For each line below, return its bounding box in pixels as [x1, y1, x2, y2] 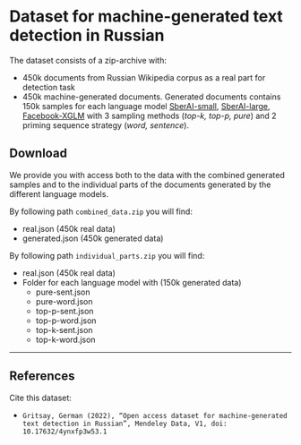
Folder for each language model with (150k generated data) [21, 277, 242, 287]
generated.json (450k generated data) [21, 233, 164, 244]
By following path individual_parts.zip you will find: [9, 250, 205, 261]
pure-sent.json [35, 287, 90, 297]
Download [9, 146, 67, 161]
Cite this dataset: [9, 392, 72, 403]
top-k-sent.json [35, 324, 93, 335]
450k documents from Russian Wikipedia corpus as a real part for [21, 72, 266, 82]
